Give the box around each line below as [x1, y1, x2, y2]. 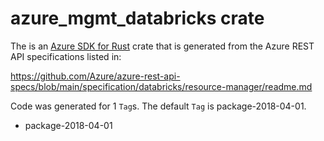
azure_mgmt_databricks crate [10, 7, 265, 30]
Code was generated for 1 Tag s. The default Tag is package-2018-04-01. [10, 100, 307, 112]
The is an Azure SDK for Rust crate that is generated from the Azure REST [10, 40, 315, 52]
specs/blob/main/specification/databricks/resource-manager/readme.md [10, 80, 313, 92]
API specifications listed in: [10, 50, 122, 62]
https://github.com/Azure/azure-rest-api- [10, 70, 181, 82]
